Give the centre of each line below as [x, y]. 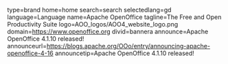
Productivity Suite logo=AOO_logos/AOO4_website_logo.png [93, 24]
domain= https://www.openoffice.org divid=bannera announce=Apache [108, 31]
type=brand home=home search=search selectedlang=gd [89, 10]
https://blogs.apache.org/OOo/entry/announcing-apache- [128, 46]
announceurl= [27, 46]
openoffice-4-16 [30, 53]
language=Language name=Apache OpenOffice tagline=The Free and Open [114, 17]
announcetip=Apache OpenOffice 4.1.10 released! [124, 53]
